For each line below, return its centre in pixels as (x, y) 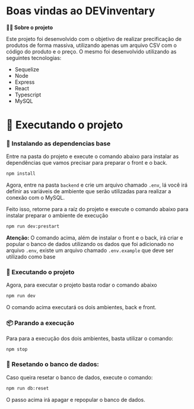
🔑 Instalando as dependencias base (58, 144)
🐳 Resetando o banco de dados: (53, 364)
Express (25, 82)
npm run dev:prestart (33, 226)
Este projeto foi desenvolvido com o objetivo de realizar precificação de (94, 39)
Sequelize (27, 69)
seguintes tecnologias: (34, 58)
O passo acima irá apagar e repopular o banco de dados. (76, 399)
